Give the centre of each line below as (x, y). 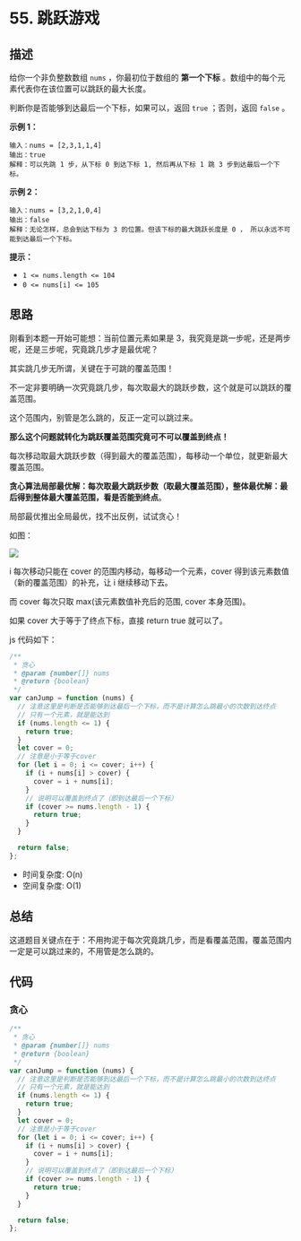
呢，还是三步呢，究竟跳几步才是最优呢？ (84, 349)
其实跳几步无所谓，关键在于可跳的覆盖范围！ (92, 368)
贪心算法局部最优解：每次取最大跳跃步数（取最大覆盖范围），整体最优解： (145, 486)
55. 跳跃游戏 (55, 18)
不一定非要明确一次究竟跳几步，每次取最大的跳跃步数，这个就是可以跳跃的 (146, 387)
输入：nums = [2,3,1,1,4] (56, 145)
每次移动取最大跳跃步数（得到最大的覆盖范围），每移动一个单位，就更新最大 (149, 456)
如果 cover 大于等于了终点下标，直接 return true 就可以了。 (118, 620)
